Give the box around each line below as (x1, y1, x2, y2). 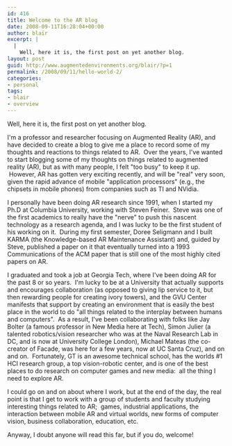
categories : (7, 74, 42, 82)
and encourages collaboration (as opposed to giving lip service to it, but (7, 286, 213, 294)
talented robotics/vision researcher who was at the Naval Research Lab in (7, 329, 219, 338)
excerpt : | (7, 36, 39, 43)
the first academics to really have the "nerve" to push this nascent (7, 213, 197, 221)
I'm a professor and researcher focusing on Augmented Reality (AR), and (7, 133, 216, 141)
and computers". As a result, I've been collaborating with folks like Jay (7, 315, 210, 323)
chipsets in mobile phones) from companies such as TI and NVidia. (7, 185, 199, 193)
